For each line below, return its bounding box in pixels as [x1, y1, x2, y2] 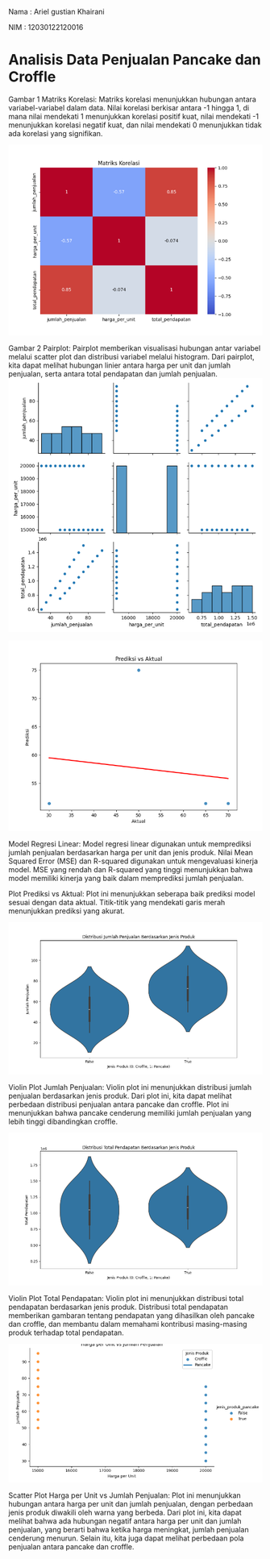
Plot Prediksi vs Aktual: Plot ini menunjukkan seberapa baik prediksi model [8, 888, 255, 898]
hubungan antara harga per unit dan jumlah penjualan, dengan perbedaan [8, 1499, 254, 1509]
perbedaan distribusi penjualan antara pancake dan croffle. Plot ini [8, 1100, 230, 1109]
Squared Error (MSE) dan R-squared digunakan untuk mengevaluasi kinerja [8, 856, 259, 866]
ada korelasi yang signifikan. [8, 128, 103, 138]
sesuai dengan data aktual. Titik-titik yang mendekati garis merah [8, 897, 226, 907]
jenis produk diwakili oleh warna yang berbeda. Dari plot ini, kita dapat [8, 1507, 242, 1518]
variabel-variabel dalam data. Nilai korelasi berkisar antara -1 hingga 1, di [8, 102, 250, 112]
